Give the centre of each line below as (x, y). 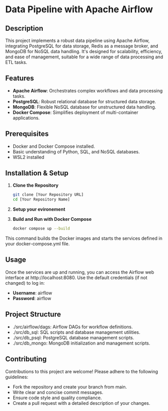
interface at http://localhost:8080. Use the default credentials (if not (76, 278)
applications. (26, 118)
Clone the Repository (35, 186)
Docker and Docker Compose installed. (54, 146)
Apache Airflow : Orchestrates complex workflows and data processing (88, 90)
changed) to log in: (25, 283)
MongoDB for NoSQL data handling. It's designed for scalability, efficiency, (84, 51)
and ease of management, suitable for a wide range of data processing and (84, 57)
